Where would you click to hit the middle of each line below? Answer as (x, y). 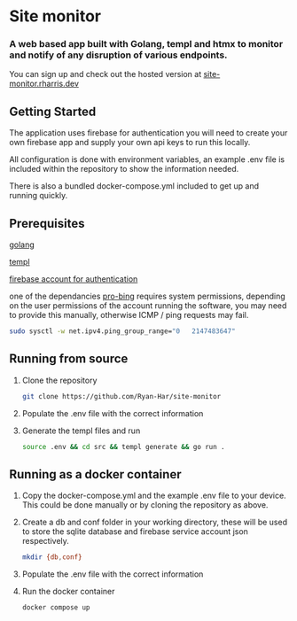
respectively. (45, 541)
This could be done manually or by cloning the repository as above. (145, 505)
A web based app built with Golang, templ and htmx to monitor (146, 44)
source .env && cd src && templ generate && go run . (123, 446)
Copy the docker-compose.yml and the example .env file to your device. (154, 496)
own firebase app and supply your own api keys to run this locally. (130, 143)
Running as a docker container (95, 474)
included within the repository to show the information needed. (124, 169)
